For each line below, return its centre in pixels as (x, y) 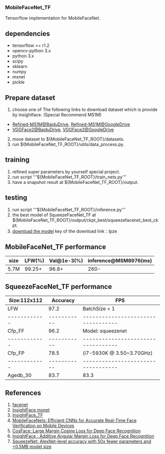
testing (16, 198)
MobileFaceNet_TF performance (56, 247)
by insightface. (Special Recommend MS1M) (57, 114)
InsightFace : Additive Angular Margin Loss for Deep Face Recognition (83, 436)
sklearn (20, 67)
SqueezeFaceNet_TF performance (58, 287)
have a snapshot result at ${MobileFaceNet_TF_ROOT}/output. (75, 182)
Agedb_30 (20, 375)
